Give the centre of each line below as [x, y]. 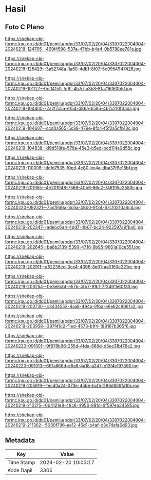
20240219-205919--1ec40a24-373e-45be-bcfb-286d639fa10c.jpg [72, 385]
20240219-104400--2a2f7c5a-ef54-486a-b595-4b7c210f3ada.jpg [72, 108]
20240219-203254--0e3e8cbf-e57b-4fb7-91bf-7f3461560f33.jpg [71, 287]
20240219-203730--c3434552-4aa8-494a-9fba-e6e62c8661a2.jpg [74, 306]
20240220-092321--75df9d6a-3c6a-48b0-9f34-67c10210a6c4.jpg [73, 207]
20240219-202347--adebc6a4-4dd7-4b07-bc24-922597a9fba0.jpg [74, 227]
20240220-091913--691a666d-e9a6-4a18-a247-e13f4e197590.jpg [72, 366]
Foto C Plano [25, 27]
